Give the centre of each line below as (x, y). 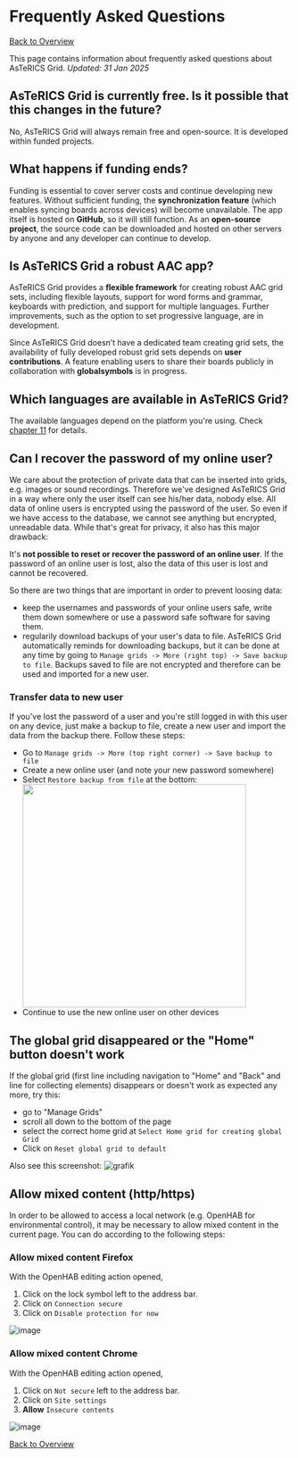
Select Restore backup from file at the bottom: (110, 779)
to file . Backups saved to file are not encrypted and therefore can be (151, 664)
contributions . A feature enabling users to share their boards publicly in (141, 362)
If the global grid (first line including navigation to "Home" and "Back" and (145, 1076)
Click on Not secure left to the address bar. (101, 1390)
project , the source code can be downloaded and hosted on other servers (146, 229)
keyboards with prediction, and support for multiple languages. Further (139, 306)
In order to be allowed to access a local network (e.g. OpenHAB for (132, 1215)
